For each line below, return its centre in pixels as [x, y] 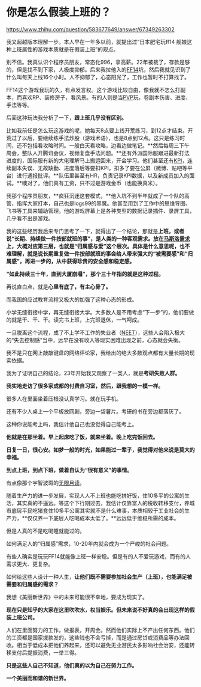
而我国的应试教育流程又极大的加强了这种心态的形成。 [72, 299]
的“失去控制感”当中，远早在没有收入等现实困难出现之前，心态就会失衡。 [95, 340]
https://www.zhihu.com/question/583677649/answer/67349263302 [90, 29]
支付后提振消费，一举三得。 [45, 652]
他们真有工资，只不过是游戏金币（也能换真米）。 [102, 183]
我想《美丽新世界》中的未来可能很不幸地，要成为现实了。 [77, 597]
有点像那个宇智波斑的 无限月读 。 [45, 483]
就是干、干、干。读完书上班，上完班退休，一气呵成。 [77, 320]
